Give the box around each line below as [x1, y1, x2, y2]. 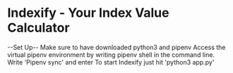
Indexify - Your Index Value [7, 5, 169, 21]
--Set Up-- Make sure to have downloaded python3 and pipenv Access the [7, 43, 226, 51]
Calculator [7, 20, 70, 36]
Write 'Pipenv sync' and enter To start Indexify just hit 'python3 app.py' [7, 58, 215, 66]
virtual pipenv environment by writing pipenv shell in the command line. [7, 51, 215, 59]
